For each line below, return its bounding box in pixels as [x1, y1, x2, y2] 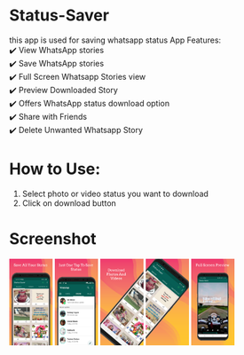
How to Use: [9, 159, 101, 179]
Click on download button [21, 197, 117, 209]
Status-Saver [9, 5, 109, 26]
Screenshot [9, 229, 97, 249]
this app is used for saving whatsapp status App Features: [9, 35, 222, 45]
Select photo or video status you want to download [21, 188, 209, 199]
